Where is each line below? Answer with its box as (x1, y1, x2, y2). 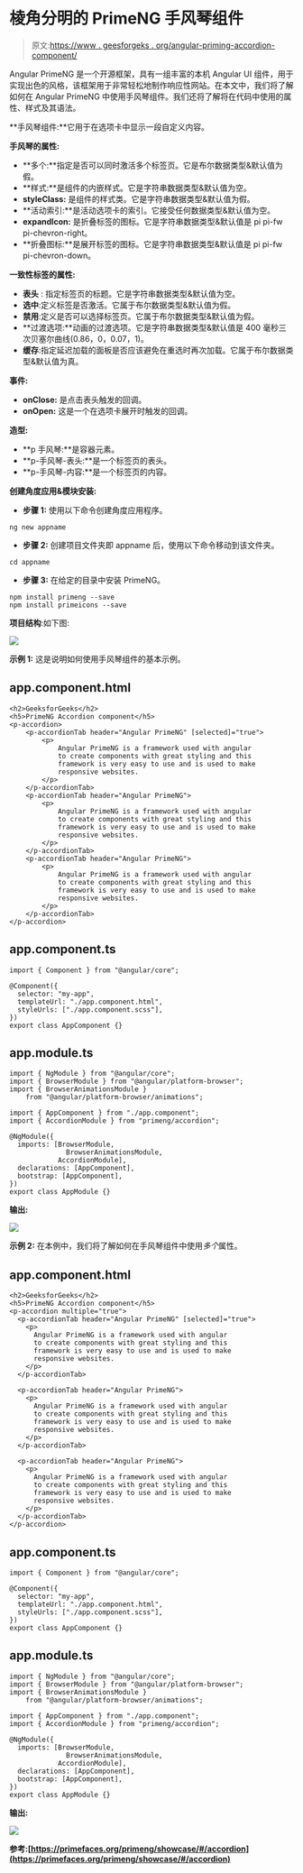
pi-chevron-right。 (22, 227, 93, 238)
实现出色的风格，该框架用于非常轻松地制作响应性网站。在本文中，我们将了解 (9, 79, 294, 90)
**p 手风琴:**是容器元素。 (22, 444, 120, 454)
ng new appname (9, 522, 67, 532)
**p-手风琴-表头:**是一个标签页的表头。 (22, 454, 172, 465)
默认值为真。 (35, 355, 84, 366)
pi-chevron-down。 (22, 250, 96, 261)
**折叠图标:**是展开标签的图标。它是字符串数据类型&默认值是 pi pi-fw (22, 238, 282, 249)
